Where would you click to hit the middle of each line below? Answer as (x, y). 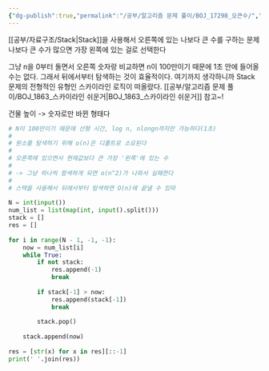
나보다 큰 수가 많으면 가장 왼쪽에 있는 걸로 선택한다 (87, 50)
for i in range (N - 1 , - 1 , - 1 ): (62, 240)
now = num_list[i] (53, 247)
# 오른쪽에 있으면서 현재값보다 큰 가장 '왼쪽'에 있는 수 (88, 158)
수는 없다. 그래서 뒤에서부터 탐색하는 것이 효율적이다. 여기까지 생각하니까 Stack (132, 76)
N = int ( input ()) (37, 203)
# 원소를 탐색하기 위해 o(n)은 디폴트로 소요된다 (77, 144)
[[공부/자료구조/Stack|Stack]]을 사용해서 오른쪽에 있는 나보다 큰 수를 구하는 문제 (134, 39)
